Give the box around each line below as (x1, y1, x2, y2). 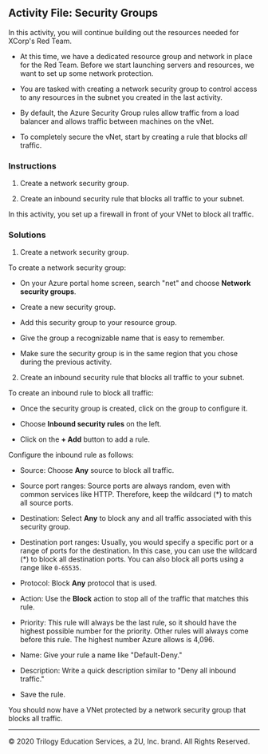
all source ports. (19, 498, 73, 508)
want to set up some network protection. (19, 68, 154, 78)
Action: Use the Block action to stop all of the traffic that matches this (19, 594, 249, 604)
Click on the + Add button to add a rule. (19, 435, 150, 444)
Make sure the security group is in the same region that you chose (19, 349, 238, 359)
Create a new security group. (19, 303, 116, 312)
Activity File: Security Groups (8, 6, 158, 20)
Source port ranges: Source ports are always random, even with (19, 481, 231, 490)
